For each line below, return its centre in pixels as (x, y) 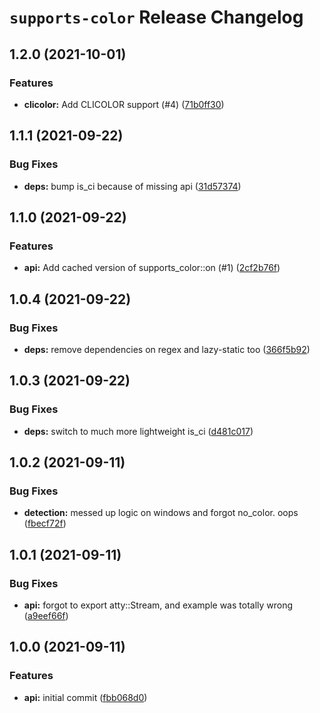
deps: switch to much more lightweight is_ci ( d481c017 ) (138, 431)
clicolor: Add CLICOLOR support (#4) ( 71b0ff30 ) (124, 104)
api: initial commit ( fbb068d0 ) (85, 697)
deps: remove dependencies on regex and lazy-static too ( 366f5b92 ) (167, 349)
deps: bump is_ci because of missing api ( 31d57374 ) (132, 186)
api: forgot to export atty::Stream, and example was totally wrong (158, 605)
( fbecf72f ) (45, 523)
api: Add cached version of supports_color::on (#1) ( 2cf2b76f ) (152, 268)
